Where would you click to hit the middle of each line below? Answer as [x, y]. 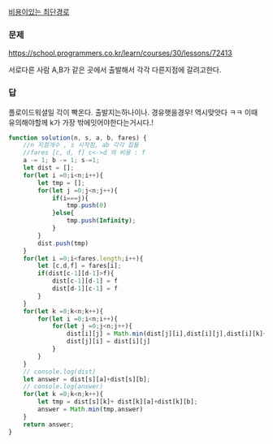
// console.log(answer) [63, 387]
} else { [63, 213]
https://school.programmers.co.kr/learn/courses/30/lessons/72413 [121, 53]
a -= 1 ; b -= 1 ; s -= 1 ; [61, 161]
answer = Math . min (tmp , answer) [91, 410]
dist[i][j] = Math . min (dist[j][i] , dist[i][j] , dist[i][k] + [167, 334]
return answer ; [49, 425]
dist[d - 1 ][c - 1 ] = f [84, 289]
